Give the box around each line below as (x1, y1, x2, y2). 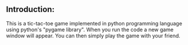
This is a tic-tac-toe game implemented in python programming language (6, 20, 183, 27)
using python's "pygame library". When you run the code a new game (6, 26, 174, 33)
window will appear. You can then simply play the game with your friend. (6, 32, 181, 39)
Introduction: (6, 5, 55, 14)
